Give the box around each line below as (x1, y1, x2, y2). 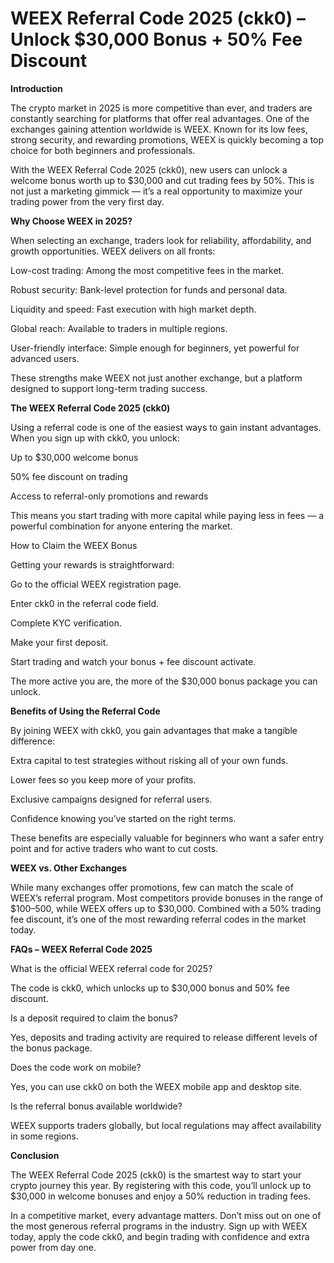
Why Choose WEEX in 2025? (10, 215, 133, 227)
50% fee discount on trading (10, 470, 128, 482)
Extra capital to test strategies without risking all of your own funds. (10, 754, 289, 766)
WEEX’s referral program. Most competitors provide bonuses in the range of (10, 892, 324, 904)
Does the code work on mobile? (10, 1061, 142, 1073)
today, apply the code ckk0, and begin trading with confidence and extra (10, 1230, 310, 1242)
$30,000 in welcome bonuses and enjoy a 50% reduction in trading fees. (10, 1190, 311, 1202)
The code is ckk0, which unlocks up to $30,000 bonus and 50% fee (10, 982, 290, 994)
